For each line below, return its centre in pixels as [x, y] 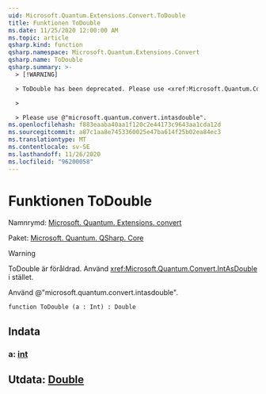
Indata [25, 331]
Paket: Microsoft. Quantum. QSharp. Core [76, 238]
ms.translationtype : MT [47, 140]
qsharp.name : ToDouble [46, 60]
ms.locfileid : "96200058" [51, 162]
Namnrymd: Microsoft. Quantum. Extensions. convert [95, 223]
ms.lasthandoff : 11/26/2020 [55, 154]
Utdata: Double [46, 380]
